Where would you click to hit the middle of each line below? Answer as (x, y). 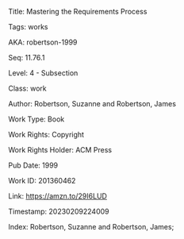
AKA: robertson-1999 (43, 42)
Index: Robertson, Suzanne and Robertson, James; (91, 227)
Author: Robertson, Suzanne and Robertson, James (92, 104)
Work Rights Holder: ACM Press (60, 150)
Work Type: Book (36, 119)
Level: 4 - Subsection (43, 73)
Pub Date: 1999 (33, 165)
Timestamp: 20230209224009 (59, 211)
